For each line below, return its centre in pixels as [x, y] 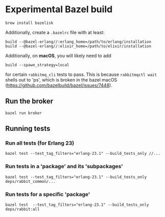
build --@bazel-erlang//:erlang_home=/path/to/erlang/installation [78, 42]
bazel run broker [24, 113]
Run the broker [29, 101]
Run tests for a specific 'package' [48, 194]
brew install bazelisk [29, 23]
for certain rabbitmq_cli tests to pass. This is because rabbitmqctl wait [81, 74]
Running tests [28, 129]
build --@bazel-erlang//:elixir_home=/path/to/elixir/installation [78, 46]
